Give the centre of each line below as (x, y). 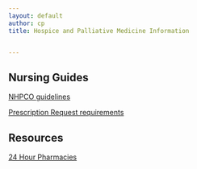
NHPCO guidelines (40, 97)
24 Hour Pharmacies (43, 157)
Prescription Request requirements (66, 113)
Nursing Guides (48, 77)
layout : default (36, 16)
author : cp (27, 23)
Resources (36, 138)
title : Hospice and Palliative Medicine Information (99, 31)
